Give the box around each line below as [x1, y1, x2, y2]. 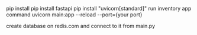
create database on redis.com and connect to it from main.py [6, 23, 156, 29]
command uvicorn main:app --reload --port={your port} [6, 11, 143, 18]
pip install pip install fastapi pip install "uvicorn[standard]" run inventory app [6, 5, 192, 12]
